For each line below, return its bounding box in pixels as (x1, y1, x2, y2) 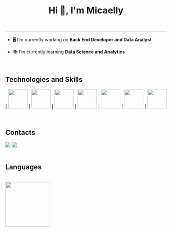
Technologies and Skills (5, 75, 83, 84)
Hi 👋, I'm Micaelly (48, 5, 124, 16)
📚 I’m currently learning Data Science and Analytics (12, 49, 125, 55)
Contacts (5, 128, 36, 137)
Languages (5, 163, 42, 171)
